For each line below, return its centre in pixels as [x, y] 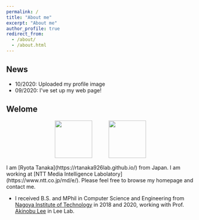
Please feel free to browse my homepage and [137, 180]
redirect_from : [25, 34]
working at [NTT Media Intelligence [50, 174]
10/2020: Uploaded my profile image [60, 84]
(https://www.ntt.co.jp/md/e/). [43, 180]
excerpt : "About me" [32, 23]
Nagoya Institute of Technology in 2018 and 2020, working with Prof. [99, 204]
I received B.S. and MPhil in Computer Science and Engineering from [99, 198]
